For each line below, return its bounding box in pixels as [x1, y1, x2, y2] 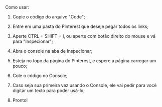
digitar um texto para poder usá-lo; [12, 88, 85, 94]
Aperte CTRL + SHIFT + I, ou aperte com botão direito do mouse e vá [12, 33, 155, 39]
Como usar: [5, 4, 30, 10]
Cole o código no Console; [12, 73, 68, 79]
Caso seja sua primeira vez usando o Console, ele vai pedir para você [12, 82, 157, 88]
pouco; [12, 63, 28, 69]
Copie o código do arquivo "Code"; [12, 14, 85, 19]
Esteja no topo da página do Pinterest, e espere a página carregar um [12, 58, 156, 64]
